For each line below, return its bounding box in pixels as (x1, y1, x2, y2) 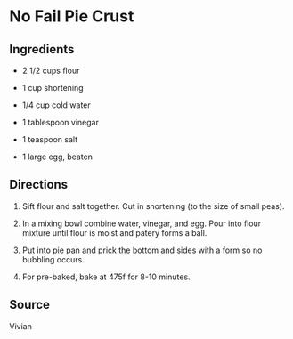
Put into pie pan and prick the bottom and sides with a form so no (21, 245, 263, 255)
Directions (9, 177, 69, 192)
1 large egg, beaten (21, 151, 94, 162)
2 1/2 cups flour (21, 65, 80, 76)
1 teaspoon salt (21, 134, 78, 144)
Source (9, 297, 51, 312)
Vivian (9, 320, 33, 331)
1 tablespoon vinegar (21, 117, 100, 127)
